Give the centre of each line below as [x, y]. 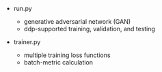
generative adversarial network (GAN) [77, 21]
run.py [23, 8]
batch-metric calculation [58, 62]
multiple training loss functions [67, 55]
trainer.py [27, 42]
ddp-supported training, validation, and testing [90, 29]
